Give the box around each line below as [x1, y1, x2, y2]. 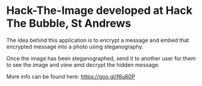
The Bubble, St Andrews [6, 16, 131, 30]
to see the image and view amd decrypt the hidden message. [6, 61, 160, 68]
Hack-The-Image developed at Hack [6, 4, 193, 18]
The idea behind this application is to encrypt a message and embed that [6, 36, 190, 44]
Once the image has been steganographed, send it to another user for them [6, 55, 196, 62]
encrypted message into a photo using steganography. [6, 43, 144, 50]
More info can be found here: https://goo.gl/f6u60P [6, 73, 136, 80]
